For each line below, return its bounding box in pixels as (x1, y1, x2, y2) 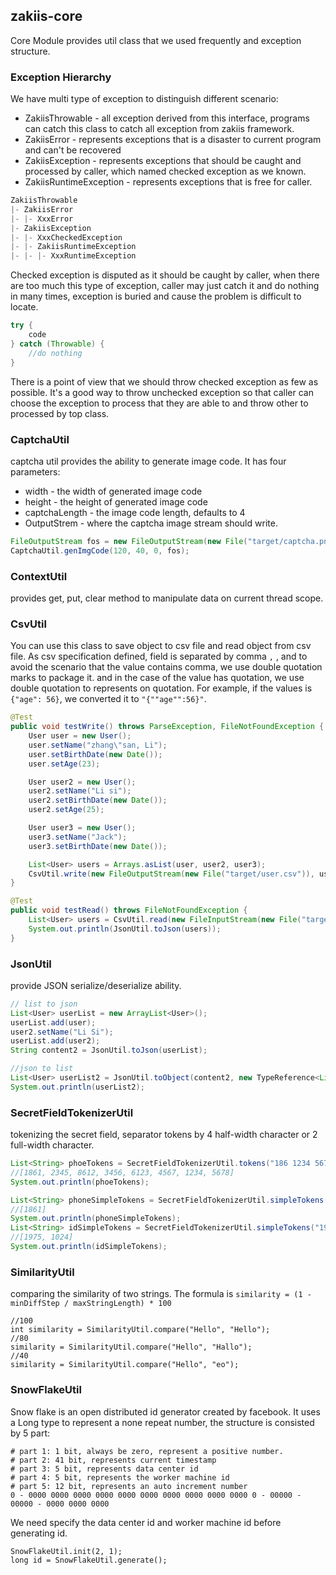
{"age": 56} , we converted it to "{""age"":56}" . (10, 693, 207, 705)
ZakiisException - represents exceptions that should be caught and (24, 155, 302, 167)
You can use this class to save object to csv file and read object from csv (10, 640, 312, 652)
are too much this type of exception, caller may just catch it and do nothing (10, 280, 320, 292)
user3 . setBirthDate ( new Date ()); (28, 841, 168, 851)
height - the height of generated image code (24, 495, 208, 508)
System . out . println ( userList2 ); (10, 1082, 145, 1092)
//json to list (10, 1064, 74, 1074)
